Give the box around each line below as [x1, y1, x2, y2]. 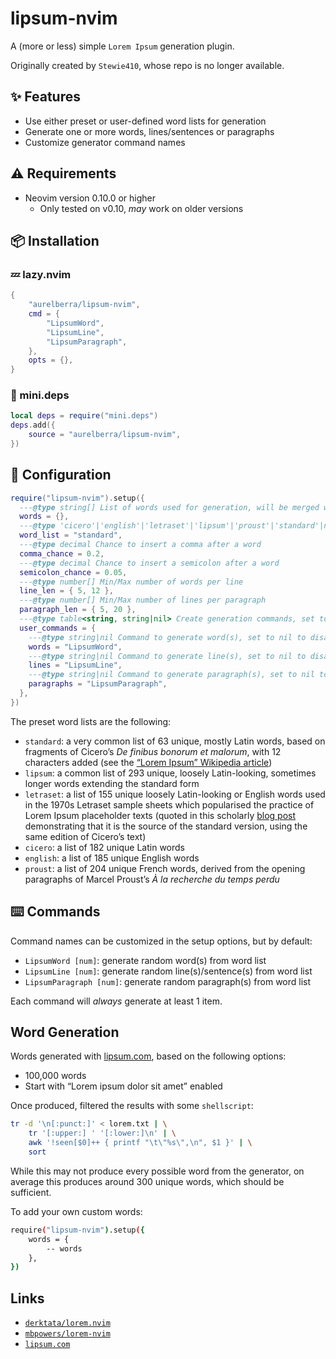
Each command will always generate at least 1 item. [10, 995, 223, 1007]
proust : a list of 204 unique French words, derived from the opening [24, 862, 306, 874]
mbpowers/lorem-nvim [24, 1329, 111, 1339]
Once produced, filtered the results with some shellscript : [10, 1100, 254, 1112]
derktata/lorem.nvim [24, 1318, 111, 1329]
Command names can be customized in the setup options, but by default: [10, 935, 313, 947]
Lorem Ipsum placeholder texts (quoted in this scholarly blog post [24, 809, 297, 821]
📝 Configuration [10, 467, 112, 484]
